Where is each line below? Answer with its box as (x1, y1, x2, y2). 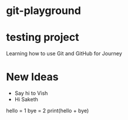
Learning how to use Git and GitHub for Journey (6, 50, 122, 57)
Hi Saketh (14, 96, 38, 103)
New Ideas (6, 70, 59, 84)
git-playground (6, 4, 81, 17)
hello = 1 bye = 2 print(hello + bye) (6, 107, 89, 114)
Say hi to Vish (14, 90, 48, 97)
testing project (6, 31, 79, 44)
